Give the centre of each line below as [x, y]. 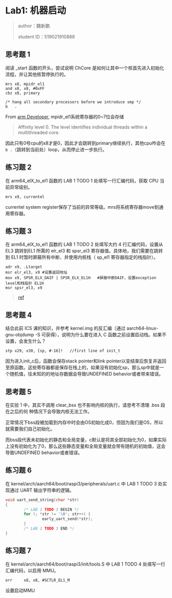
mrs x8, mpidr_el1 [25, 84]
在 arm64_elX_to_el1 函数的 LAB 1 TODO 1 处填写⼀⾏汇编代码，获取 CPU [82, 180]
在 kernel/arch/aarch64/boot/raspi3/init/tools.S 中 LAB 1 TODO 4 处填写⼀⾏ [85, 564]
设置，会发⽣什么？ [26, 341]
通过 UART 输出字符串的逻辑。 [42, 490]
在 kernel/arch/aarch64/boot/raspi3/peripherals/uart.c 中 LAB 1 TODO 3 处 [84, 483]
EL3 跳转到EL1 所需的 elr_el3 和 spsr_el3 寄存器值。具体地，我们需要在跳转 [84, 251]
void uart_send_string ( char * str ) [42, 500]
